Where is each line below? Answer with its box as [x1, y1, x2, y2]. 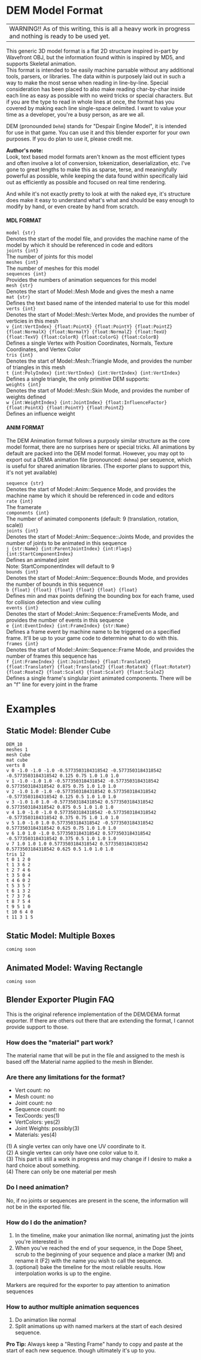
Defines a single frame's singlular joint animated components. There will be [6, 674, 192, 682]
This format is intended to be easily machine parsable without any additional [6, 66, 194, 74]
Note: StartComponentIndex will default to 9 [6, 563, 115, 570]
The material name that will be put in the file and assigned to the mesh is [6, 1052, 185, 1059]
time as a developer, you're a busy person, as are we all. [6, 111, 145, 118]
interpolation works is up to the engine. [14, 1270, 112, 1277]
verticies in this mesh [6, 318, 59, 325]
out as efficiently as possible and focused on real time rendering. [6, 178, 166, 185]
